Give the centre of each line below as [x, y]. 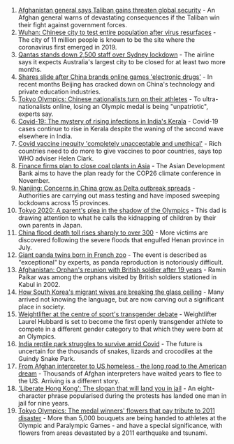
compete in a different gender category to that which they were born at [120, 329]
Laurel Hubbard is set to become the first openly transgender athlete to [120, 321]
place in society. [42, 307]
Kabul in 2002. [39, 284]
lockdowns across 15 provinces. [64, 203]
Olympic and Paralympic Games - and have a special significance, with [120, 425]
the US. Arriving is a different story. [69, 381]
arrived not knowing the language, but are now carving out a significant [121, 299]
